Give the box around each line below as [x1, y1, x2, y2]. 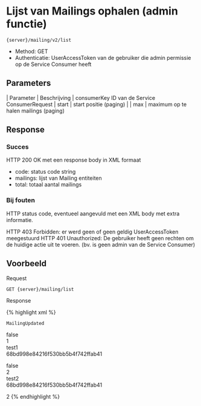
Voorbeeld [6, 258, 47, 269]
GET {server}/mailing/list [6, 286, 74, 292]
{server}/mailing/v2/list [6, 37, 71, 43]
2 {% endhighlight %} [6, 393, 60, 400]
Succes [6, 143, 29, 151]
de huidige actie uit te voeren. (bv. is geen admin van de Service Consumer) [6, 241, 196, 248]
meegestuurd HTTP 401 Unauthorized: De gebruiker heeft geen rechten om [6, 234, 194, 241]
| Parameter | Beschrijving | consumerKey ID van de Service [6, 94, 156, 101]
